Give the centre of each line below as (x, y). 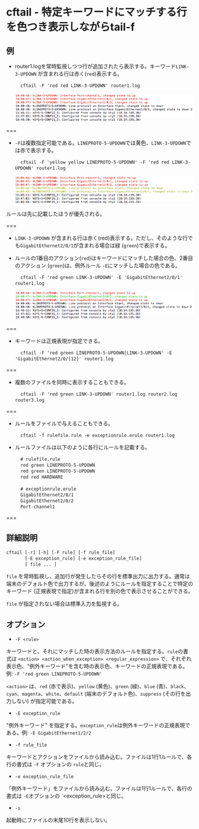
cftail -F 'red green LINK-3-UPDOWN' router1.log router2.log (99, 394)
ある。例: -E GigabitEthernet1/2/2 (49, 733)
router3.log (29, 400)
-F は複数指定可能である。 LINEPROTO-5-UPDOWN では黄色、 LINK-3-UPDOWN (100, 143)
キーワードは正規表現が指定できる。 (59, 341)
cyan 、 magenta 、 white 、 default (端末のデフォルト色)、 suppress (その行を (96, 694)
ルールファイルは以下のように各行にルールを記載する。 (82, 447)
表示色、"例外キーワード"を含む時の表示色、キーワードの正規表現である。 (97, 666)
